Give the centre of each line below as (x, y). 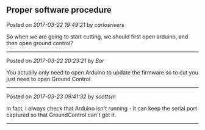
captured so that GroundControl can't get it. (61, 115)
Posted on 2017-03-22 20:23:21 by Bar (56, 60)
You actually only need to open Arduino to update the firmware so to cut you (102, 72)
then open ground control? (40, 43)
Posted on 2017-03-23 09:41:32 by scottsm (61, 96)
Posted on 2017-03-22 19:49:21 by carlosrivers (66, 24)
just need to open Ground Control (49, 79)
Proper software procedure (59, 10)
